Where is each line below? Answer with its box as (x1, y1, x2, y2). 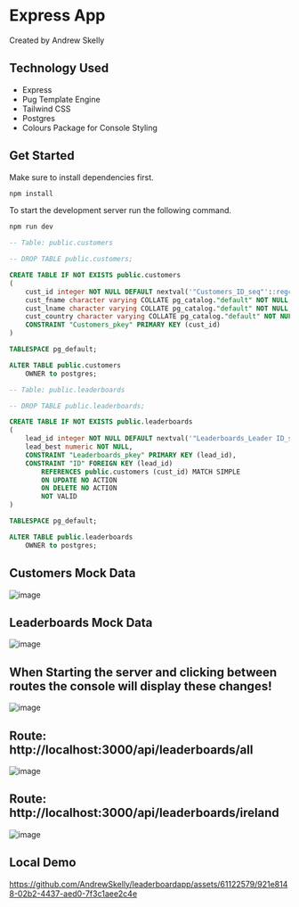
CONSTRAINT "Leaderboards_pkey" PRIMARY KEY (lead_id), (25, 450, 238, 459)
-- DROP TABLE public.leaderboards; (9, 401, 145, 410)
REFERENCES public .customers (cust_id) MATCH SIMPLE (41, 467, 241, 476)
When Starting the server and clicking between (9, 664, 278, 680)
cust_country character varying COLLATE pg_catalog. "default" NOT (25, 312, 277, 321)
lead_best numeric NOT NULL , (25, 442, 133, 451)
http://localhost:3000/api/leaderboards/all (9, 742, 254, 757)
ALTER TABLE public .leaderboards (9, 532, 133, 541)
